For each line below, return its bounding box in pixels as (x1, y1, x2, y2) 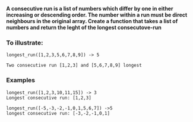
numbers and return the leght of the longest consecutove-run (6, 24, 162, 31)
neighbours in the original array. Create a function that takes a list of (6, 18, 178, 24)
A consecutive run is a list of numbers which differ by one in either (6, 5, 173, 12)
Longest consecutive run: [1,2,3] (6, 95, 92, 101)
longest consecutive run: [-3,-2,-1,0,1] (6, 110, 110, 116)
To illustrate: (6, 38, 43, 47)
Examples (6, 76, 36, 85)
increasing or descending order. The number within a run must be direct (6, 11, 188, 18)
